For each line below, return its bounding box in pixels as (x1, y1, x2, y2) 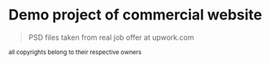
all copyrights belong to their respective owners (8, 48, 142, 56)
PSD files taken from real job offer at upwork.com (28, 32, 194, 42)
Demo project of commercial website (8, 6, 263, 24)
